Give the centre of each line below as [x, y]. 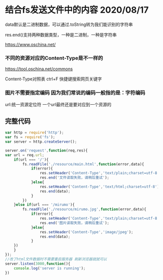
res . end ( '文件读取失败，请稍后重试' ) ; [74, 178]
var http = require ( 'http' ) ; [34, 133]
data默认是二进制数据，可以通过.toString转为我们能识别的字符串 [69, 24]
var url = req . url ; [25, 155]
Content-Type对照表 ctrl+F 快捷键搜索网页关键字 [54, 79]
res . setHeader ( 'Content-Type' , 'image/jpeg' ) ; [86, 232]
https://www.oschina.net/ [30, 44]
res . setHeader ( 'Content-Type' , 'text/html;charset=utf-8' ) [99, 187]
